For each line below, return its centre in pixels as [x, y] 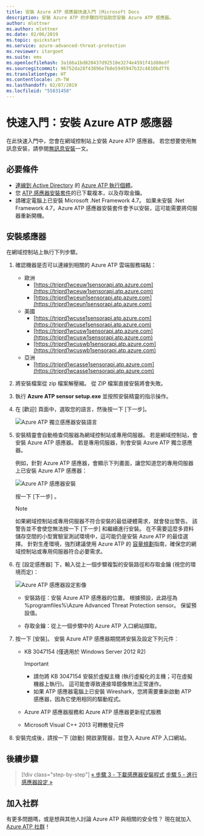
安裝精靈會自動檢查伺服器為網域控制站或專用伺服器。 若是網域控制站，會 [106, 435]
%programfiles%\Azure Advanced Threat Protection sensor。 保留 [107, 605]
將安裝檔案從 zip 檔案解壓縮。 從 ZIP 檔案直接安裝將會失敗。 [90, 384]
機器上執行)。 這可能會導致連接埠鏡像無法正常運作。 [99, 684]
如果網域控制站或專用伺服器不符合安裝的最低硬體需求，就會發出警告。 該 [106, 521]
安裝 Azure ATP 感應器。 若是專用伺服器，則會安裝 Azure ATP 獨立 [98, 443]
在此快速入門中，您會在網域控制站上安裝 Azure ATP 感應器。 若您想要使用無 [102, 141]
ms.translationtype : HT [36, 74]
